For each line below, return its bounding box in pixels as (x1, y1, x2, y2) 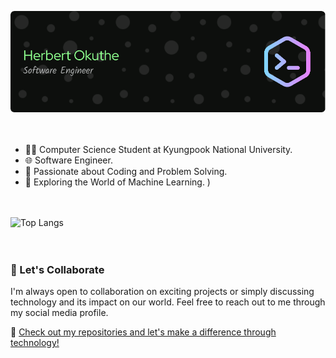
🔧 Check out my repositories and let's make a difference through (10, 326, 277, 338)
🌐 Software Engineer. (24, 154, 113, 166)
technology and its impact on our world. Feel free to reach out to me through (10, 296, 326, 308)
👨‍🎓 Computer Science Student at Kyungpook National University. (24, 144, 293, 156)
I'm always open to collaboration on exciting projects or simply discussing (10, 286, 315, 298)
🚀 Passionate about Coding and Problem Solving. (24, 166, 228, 178)
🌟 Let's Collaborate (10, 262, 105, 276)
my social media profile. (10, 307, 109, 319)
